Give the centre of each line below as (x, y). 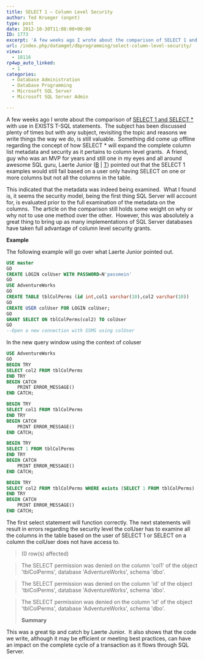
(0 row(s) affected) (45, 554)
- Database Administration (46, 80)
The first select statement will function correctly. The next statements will (98, 522)
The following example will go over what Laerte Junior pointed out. (90, 252)
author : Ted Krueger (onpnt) (43, 18)
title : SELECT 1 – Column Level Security (60, 12)
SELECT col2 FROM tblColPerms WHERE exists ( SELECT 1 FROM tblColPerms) (100, 488)
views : (15, 52)
